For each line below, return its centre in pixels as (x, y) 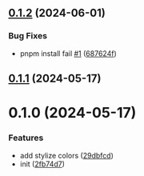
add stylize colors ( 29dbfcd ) (67, 155)
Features (26, 138)
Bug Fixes (28, 36)
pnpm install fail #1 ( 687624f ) (68, 53)
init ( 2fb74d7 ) (42, 164)
